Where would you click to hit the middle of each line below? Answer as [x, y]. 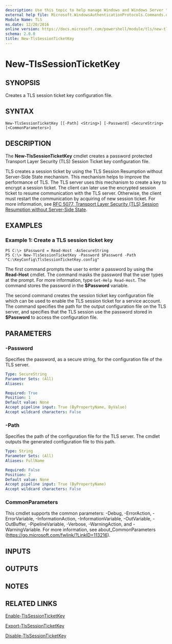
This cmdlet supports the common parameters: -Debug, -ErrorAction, [79, 513]
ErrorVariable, [20, 519]
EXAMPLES [24, 226]
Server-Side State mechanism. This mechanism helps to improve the [78, 177]
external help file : [27, 15]
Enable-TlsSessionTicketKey [35, 616]
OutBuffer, [16, 524]
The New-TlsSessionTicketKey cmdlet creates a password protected [79, 156]
